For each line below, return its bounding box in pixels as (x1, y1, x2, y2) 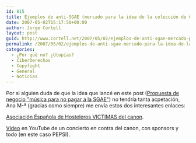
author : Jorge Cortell (6, 25, 61, 31)
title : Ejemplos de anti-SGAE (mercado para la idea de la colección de (6, 14, 187, 20)
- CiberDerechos (11, 57, 51, 63)
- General (11, 68, 35, 74)
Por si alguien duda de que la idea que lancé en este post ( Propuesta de (6, 90, 180, 97)
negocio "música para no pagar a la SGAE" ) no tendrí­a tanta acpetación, (6, 96, 180, 103)
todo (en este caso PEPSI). (6, 131, 71, 138)
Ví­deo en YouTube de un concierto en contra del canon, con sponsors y (6, 125, 179, 132)
